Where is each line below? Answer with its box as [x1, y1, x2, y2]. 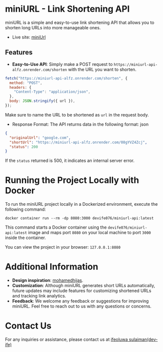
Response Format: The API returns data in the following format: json [12, 121, 149, 127]
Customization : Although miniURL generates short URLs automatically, [12, 283, 155, 289]
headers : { [9, 85, 32, 90]
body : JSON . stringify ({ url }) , [9, 98, 76, 103]
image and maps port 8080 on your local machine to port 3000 [28, 230, 151, 235]
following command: [5, 206, 46, 213]
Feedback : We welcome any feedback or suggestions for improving [12, 298, 149, 304]
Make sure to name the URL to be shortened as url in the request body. [5, 112, 149, 117]
